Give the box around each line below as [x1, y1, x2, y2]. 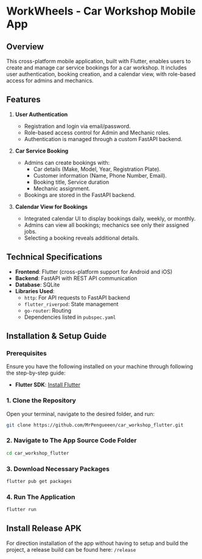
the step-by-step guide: [6, 369, 66, 377]
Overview [6, 41, 44, 52]
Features [6, 94, 41, 105]
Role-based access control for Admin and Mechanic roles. [24, 129, 170, 136]
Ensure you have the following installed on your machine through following [6, 363, 193, 370]
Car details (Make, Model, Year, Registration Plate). [33, 165, 161, 173]
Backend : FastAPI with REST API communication [15, 274, 138, 282]
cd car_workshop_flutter [6, 450, 69, 456]
